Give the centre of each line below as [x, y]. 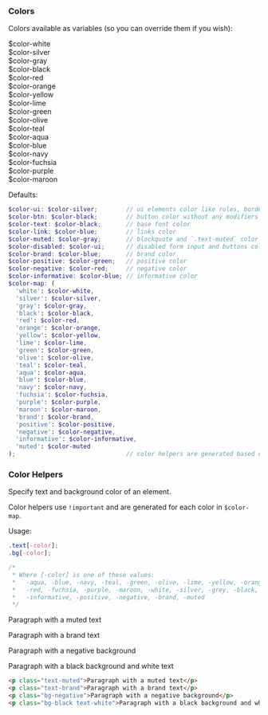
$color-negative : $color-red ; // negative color [98, 269]
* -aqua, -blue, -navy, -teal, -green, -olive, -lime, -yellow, [124, 582]
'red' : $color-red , [48, 320]
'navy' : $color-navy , [51, 387]
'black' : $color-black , [55, 313]
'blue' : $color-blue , [51, 380]
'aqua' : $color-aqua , [51, 372]
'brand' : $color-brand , [55, 417]
